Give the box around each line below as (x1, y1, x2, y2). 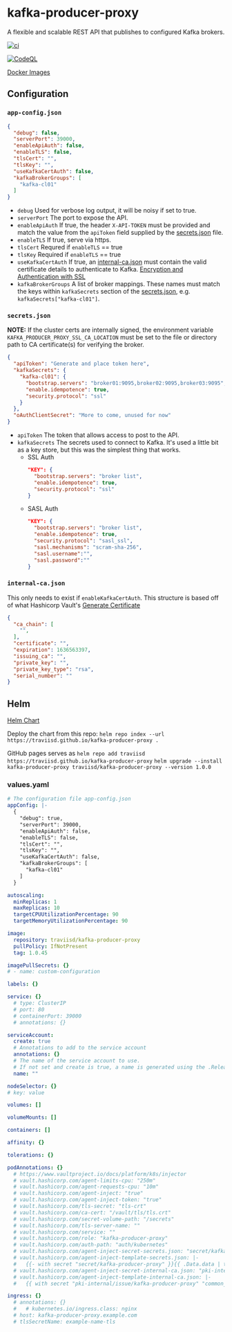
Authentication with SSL (17, 272, 86, 281)
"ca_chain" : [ (13, 621, 54, 628)
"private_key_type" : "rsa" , (13, 666, 95, 673)
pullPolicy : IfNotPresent (13, 943, 88, 950)
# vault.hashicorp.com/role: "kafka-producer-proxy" (13, 1235, 168, 1242)
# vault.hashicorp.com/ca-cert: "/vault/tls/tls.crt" (13, 1209, 171, 1216)
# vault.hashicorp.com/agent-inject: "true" (13, 1190, 144, 1197)
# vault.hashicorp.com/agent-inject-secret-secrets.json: (13, 1248, 184, 1255)
